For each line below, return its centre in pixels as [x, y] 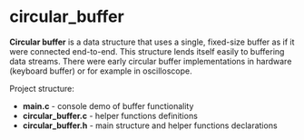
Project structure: [42, 88]
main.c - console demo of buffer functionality [108, 105]
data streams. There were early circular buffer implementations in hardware [151, 61]
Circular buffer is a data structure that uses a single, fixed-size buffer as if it [152, 42]
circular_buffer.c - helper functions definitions [110, 115]
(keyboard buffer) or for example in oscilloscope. [101, 71]
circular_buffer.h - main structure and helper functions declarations [150, 125]
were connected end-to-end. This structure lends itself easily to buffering [147, 51]
